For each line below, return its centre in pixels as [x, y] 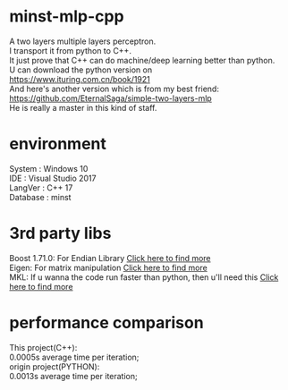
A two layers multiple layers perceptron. [83, 41]
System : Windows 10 [49, 168]
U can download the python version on [81, 70]
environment [58, 144]
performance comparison [106, 323]
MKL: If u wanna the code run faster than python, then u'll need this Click [144, 277]
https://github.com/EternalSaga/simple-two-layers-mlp [110, 98]
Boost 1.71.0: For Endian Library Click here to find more [110, 258]
